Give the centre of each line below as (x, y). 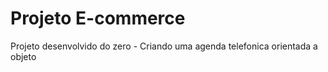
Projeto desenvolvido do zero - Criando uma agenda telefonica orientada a (164, 46)
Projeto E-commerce (98, 18)
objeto (23, 56)
